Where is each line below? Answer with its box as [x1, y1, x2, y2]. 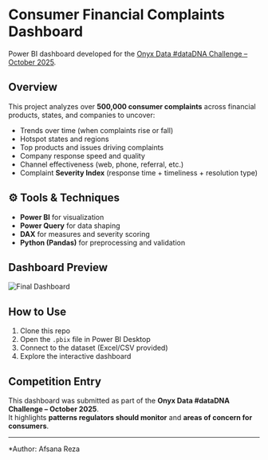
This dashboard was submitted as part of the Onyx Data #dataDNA [8, 396, 230, 405]
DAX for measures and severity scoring [19, 229, 150, 238]
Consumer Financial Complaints [8, 6, 226, 24]
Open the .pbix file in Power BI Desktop [19, 335, 151, 344]
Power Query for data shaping [19, 221, 121, 230]
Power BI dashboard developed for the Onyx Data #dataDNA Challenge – [8, 49, 248, 58]
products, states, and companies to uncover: [8, 110, 156, 120]
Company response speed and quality [19, 151, 146, 160]
